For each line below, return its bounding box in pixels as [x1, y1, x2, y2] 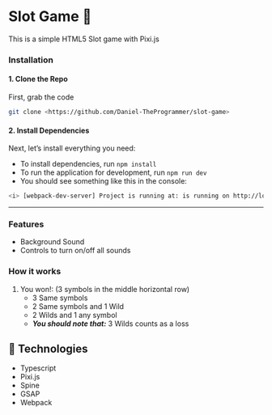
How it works [8, 266, 62, 277]
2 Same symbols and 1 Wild [32, 301, 124, 311]
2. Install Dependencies [8, 125, 90, 135]
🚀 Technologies [8, 342, 88, 355]
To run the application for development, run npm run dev [19, 167, 207, 177]
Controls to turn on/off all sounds [19, 246, 131, 256]
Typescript [19, 363, 57, 373]
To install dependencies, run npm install [19, 159, 157, 169]
